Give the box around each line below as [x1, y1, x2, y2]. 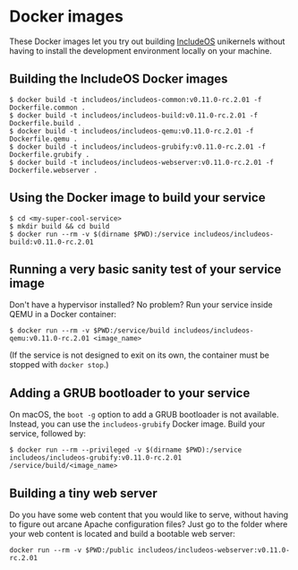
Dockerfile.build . [9, 118, 82, 127]
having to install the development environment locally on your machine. [9, 45, 272, 56]
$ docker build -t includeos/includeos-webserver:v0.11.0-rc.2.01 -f [9, 158, 275, 167]
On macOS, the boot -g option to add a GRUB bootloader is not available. [9, 410, 279, 420]
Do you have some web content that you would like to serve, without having [9, 509, 289, 520]
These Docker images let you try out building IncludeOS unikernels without [9, 36, 285, 47]
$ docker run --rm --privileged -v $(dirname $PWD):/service [9, 445, 243, 454]
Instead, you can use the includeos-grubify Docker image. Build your [9, 419, 266, 429]
